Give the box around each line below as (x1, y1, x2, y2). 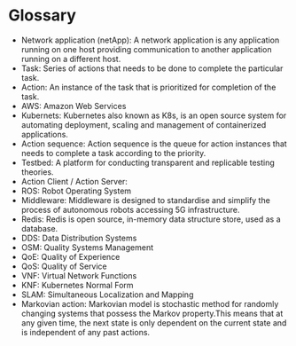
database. (20, 223, 58, 233)
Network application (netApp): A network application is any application (20, 35, 280, 45)
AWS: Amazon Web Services (20, 100, 127, 111)
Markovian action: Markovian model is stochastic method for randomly (20, 298, 279, 309)
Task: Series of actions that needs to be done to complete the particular (20, 63, 284, 74)
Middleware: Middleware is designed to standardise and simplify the (20, 194, 271, 205)
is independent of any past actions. (20, 326, 151, 337)
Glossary (8, 5, 77, 26)
